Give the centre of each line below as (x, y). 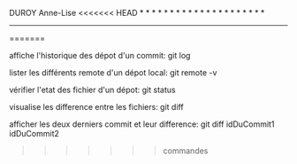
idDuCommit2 (34, 133)
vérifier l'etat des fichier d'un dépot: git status (92, 90)
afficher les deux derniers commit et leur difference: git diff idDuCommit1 (142, 124)
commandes (186, 151)
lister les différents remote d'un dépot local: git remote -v (113, 73)
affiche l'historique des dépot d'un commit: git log (100, 55)
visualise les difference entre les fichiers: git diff (96, 107)
